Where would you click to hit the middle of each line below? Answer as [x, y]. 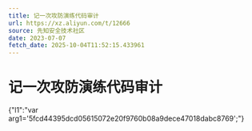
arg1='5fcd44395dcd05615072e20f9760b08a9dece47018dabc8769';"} [126, 119]
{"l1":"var [23, 110]
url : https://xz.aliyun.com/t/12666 [69, 23]
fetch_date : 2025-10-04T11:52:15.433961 [77, 46]
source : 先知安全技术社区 [47, 30]
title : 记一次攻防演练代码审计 [54, 16]
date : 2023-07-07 [37, 38]
